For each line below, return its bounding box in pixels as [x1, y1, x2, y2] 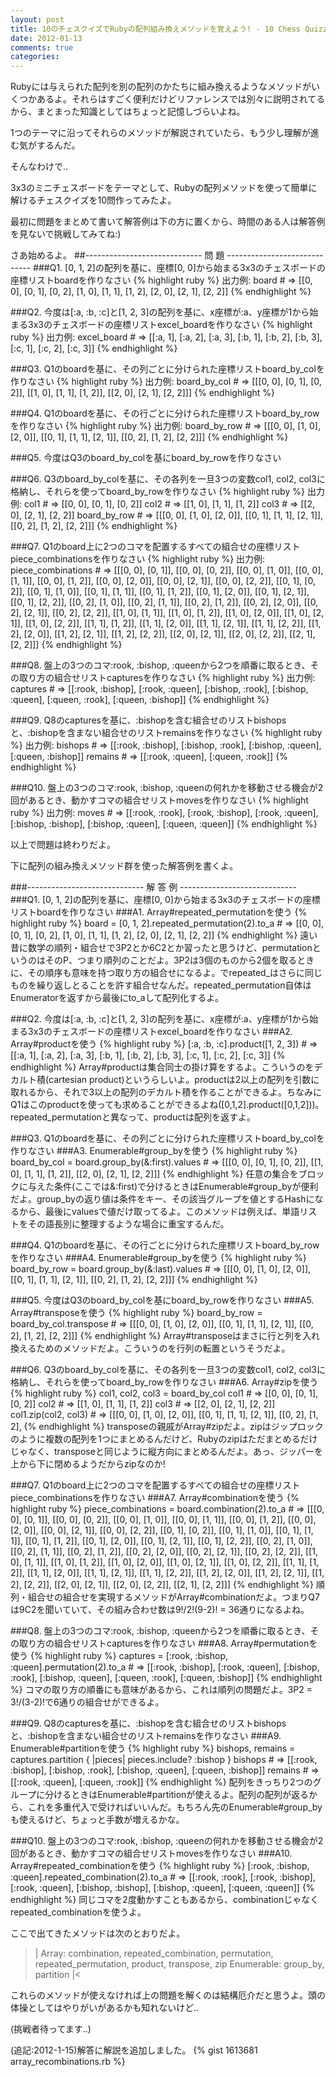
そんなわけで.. [10, 161, 69, 173]
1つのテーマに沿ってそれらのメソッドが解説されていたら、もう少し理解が [10, 127, 311, 139]
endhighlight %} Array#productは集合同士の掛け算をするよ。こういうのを [10, 1061, 315, 1073]
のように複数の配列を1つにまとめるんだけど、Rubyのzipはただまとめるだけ [10, 1433, 318, 1445]
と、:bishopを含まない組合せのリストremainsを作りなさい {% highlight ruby [10, 727, 323, 739]
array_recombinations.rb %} [10, 2056, 126, 2068]
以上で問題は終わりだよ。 [10, 839, 116, 851]
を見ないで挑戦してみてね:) [10, 228, 122, 240]
